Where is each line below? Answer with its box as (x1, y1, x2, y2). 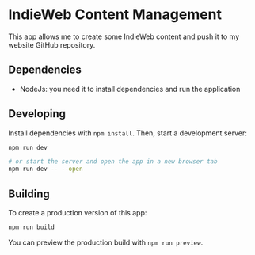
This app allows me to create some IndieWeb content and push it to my (8, 32, 240, 41)
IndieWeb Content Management (8, 6, 223, 24)
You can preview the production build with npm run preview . (8, 238, 204, 247)
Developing (8, 107, 66, 120)
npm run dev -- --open (8, 165, 83, 173)
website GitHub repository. (8, 40, 96, 49)
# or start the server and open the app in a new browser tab (8, 158, 218, 166)
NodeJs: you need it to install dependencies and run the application (19, 84, 241, 93)
